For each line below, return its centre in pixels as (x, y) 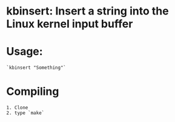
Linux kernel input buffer (70, 24)
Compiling (33, 91)
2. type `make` (25, 113)
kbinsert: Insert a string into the (87, 11)
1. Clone (17, 108)
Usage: (25, 52)
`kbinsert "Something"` (36, 68)
